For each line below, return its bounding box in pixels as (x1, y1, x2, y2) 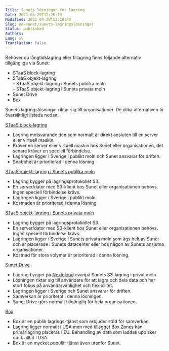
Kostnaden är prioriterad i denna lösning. (12, 200, 98, 206)
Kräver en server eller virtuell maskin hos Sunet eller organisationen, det (12, 142, 163, 148)
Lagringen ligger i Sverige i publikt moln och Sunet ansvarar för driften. (12, 153, 161, 159)
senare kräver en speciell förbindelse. (12, 148, 92, 154)
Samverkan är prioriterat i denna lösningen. (12, 293, 103, 299)
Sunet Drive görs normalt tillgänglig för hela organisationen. (12, 298, 137, 305)
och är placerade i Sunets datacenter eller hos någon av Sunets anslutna (12, 241, 164, 247)
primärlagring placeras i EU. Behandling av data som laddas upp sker (12, 329, 157, 335)
